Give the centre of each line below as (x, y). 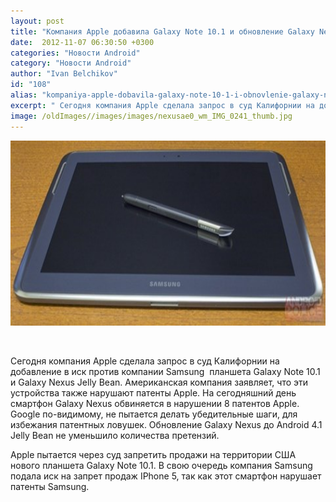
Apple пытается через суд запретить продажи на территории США (153, 454)
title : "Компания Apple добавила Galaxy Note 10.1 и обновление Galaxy (162, 31)
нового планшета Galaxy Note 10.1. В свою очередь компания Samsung (161, 465)
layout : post (37, 21)
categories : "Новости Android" (75, 53)
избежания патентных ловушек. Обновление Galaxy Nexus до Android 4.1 (166, 424)
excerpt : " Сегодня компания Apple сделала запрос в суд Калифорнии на (162, 105)
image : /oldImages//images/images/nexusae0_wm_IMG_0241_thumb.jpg (151, 116)
